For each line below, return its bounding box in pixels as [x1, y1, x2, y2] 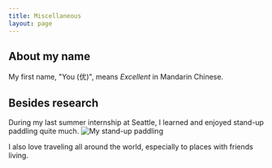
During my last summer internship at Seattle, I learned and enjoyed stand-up [8, 118, 264, 127]
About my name [8, 50, 91, 63]
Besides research [8, 96, 99, 110]
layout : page [8, 19, 53, 28]
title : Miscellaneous [8, 11, 82, 20]
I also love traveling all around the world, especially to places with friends [8, 142, 253, 152]
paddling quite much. [8, 127, 80, 136]
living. [8, 151, 28, 161]
